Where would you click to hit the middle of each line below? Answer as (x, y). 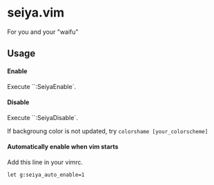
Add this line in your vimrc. (45, 162)
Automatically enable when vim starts (63, 147)
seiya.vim (36, 13)
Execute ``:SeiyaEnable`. (42, 86)
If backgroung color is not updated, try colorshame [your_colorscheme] (108, 131)
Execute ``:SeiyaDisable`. (42, 117)
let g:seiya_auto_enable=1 (46, 175)
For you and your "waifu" (43, 32)
